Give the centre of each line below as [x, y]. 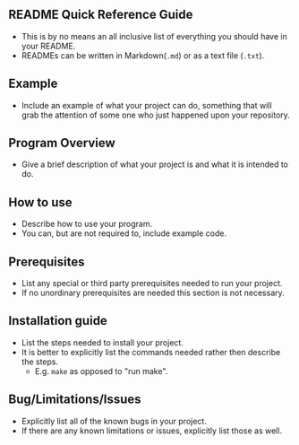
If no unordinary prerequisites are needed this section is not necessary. [153, 293]
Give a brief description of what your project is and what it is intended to [154, 164]
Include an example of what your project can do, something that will [146, 105]
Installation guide [58, 321]
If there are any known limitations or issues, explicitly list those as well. [152, 431]
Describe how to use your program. [87, 224]
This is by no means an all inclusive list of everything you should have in [154, 36]
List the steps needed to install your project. [103, 342]
